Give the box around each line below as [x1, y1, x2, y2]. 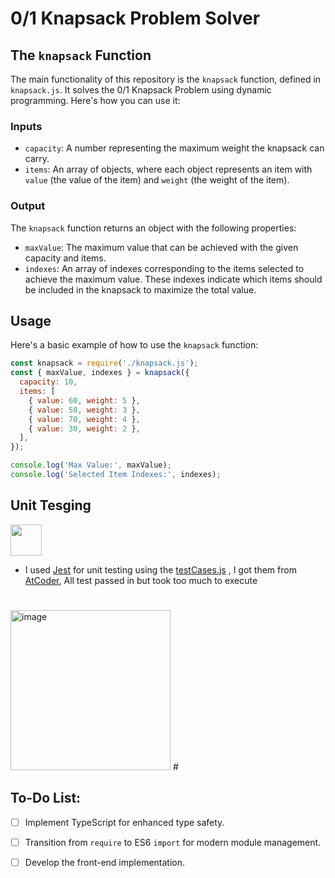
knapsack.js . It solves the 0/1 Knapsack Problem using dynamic [10, 84, 272, 96]
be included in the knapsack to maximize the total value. [24, 283, 257, 296]
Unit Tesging [10, 497, 92, 514]
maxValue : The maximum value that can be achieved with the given [24, 241, 299, 253]
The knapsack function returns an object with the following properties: [10, 222, 297, 234]
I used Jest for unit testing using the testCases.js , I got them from [24, 563, 297, 576]
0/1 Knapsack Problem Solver [10, 7, 261, 30]
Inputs [10, 119, 43, 133]
